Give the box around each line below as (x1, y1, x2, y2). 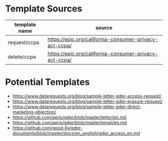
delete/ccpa (7, 53, 36, 60)
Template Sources (5, 3, 82, 14)
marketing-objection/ (12, 108, 56, 115)
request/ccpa (7, 38, 39, 45)
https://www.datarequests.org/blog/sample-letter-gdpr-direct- (12, 103, 141, 109)
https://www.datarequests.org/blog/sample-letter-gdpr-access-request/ (12, 93, 161, 99)
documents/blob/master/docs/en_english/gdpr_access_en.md (12, 130, 140, 136)
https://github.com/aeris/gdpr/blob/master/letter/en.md (12, 114, 126, 120)
